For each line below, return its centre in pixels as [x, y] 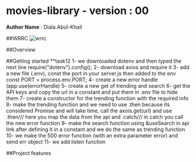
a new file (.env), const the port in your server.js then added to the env [91, 73]
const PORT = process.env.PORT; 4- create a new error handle [82, 80]
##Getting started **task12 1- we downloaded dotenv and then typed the [94, 61]
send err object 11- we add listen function [56, 142]
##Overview [21, 49]
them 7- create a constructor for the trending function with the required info [97, 98]
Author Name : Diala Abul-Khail [44, 27]
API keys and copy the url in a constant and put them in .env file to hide [92, 92]
